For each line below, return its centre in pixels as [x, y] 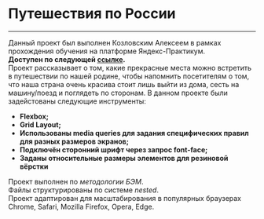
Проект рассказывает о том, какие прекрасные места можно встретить [130, 68]
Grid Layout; [40, 124]
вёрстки [34, 166]
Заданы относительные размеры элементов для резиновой [124, 158]
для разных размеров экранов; [74, 141]
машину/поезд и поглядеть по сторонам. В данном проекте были [118, 93]
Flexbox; [34, 116]
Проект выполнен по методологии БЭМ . [76, 181]
